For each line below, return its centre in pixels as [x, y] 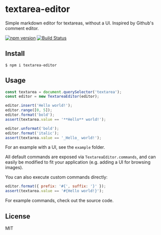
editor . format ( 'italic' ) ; [32, 133]
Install [15, 54]
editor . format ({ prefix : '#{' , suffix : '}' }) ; [56, 186]
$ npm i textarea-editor [31, 65]
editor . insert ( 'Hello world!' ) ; [39, 106]
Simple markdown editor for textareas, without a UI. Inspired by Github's [79, 23]
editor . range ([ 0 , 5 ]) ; [29, 110]
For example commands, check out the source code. [59, 201]
